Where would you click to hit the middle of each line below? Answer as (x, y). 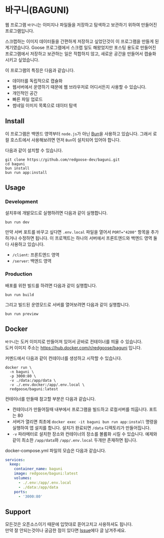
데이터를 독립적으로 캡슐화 (37, 81)
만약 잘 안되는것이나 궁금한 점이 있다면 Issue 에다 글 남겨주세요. (66, 531)
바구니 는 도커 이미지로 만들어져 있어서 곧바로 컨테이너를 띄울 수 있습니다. (74, 341)
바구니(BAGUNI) (37, 10)
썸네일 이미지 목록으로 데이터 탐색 (45, 105)
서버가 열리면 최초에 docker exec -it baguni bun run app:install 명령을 (85, 421)
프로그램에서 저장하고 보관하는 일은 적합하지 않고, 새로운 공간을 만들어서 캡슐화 (81, 53)
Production (19, 274)
